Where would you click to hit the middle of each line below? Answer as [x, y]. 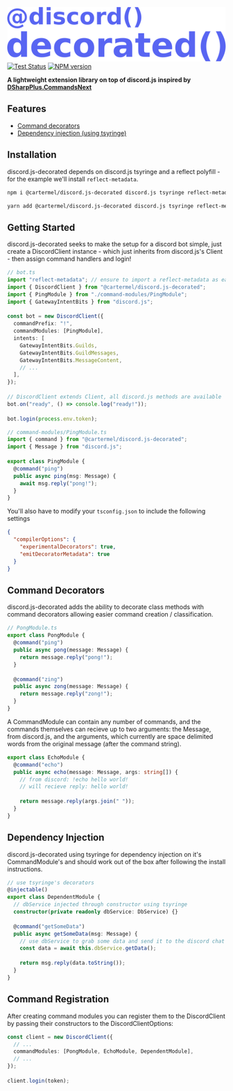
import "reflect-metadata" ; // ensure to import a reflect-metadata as [113, 280]
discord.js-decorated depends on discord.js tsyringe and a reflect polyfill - [114, 171]
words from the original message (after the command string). [94, 744]
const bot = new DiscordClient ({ [55, 316]
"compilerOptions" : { [45, 540]
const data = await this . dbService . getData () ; [88, 948]
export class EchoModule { [46, 757]
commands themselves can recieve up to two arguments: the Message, [109, 729]
